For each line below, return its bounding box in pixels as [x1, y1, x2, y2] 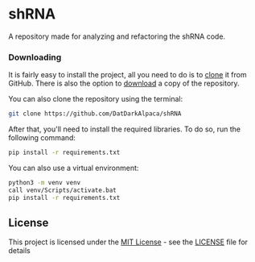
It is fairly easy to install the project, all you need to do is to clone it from [8, 70, 247, 80]
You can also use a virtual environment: [8, 163, 139, 173]
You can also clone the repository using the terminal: [8, 94, 183, 104]
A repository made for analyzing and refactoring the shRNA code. [8, 31, 226, 41]
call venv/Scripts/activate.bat [8, 186, 117, 194]
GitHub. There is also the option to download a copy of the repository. [8, 78, 240, 89]
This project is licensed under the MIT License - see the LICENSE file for [8, 237, 248, 247]
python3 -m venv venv [8, 178, 81, 186]
